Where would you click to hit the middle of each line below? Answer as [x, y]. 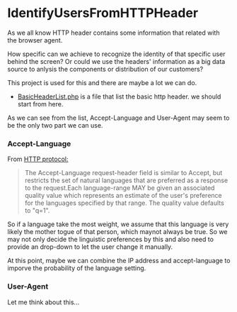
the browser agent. [35, 40]
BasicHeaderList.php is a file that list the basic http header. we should [119, 96]
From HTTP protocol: [38, 159]
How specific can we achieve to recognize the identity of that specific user [116, 54]
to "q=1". [37, 211]
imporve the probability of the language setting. [77, 268]
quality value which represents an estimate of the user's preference [123, 196]
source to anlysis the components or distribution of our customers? [105, 69]
